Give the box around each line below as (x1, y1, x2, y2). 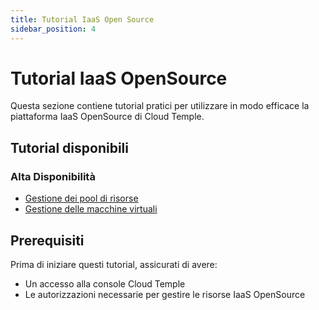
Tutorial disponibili (10, 139, 129, 156)
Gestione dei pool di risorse (24, 192, 139, 205)
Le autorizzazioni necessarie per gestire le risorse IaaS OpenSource (24, 288, 306, 300)
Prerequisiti (10, 232, 85, 249)
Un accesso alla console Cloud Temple (24, 277, 186, 290)
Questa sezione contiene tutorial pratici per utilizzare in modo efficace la (10, 100, 310, 112)
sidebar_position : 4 (10, 24, 97, 34)
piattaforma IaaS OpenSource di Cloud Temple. (10, 111, 205, 123)
